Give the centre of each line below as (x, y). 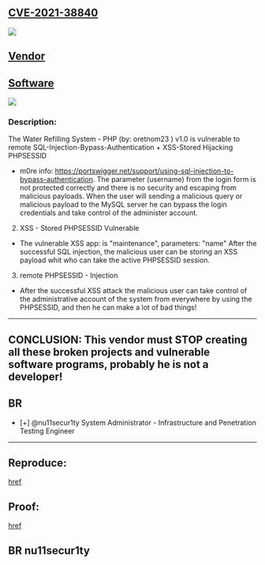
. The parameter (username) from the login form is (174, 180)
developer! (35, 376)
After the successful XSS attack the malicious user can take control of (133, 291)
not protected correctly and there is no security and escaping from (128, 188)
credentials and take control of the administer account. (109, 213)
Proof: (24, 506)
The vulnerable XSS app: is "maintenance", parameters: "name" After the (138, 243)
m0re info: (36, 171)
